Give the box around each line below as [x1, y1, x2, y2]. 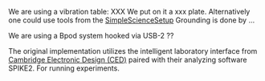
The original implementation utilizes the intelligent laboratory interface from [8, 47, 258, 55]
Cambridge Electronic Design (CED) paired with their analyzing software [8, 55, 247, 64]
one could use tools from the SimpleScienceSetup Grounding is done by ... [8, 15, 255, 25]
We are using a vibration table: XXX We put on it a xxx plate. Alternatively [8, 7, 251, 16]
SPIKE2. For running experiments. [8, 63, 120, 73]
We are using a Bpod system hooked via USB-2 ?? [8, 31, 174, 40]
